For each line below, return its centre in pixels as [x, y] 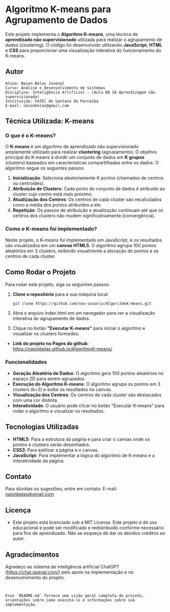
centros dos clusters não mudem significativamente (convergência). [84, 216]
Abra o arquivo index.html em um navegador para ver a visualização [84, 313]
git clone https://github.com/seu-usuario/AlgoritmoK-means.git [82, 303]
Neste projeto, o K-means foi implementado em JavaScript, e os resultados [84, 240]
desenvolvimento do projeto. [35, 577]
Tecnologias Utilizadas [42, 427]
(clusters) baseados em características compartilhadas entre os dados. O [82, 163]
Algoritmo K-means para [58, 9]
